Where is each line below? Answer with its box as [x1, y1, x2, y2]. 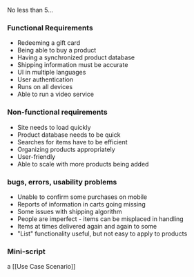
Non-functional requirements [7, 107, 108, 117]
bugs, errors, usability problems [7, 177, 117, 187]
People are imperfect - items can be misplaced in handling [17, 214, 184, 223]
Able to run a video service [17, 90, 95, 99]
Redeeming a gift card [17, 39, 81, 47]
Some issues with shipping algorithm [17, 207, 122, 216]
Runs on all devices [17, 83, 73, 91]
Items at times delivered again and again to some [17, 222, 157, 230]
